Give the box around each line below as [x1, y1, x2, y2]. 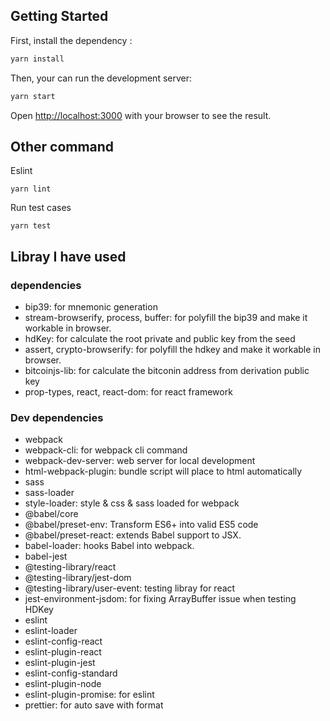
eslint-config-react [24, 635, 103, 648]
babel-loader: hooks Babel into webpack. [24, 540, 195, 552]
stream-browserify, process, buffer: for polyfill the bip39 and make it [24, 312, 308, 324]
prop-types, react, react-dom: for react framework [24, 386, 233, 398]
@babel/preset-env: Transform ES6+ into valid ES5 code [24, 519, 259, 531]
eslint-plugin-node [24, 678, 102, 690]
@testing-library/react [24, 561, 117, 573]
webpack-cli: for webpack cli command [24, 444, 188, 456]
